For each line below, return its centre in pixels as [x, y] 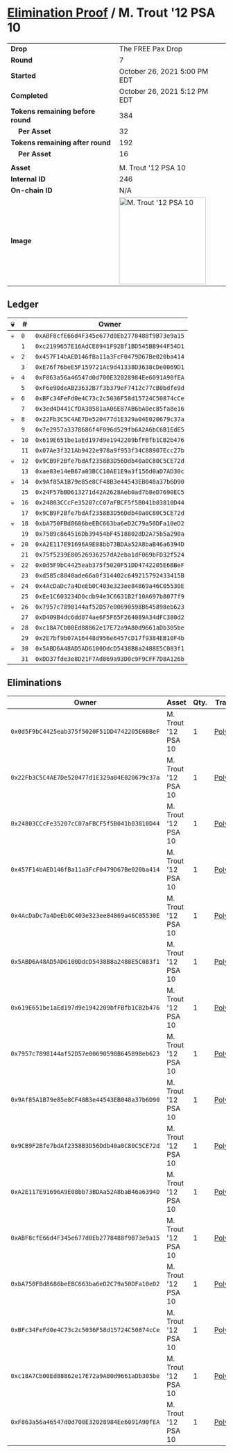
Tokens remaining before [53, 111]
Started [23, 76]
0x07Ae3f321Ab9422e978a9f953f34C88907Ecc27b [110, 450]
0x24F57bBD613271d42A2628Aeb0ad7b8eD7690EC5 [110, 492]
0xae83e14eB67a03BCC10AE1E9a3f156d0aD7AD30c [110, 471]
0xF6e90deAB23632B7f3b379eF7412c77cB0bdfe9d [110, 388]
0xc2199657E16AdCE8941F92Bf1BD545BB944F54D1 [110, 346]
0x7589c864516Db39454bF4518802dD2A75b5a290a [110, 534]
